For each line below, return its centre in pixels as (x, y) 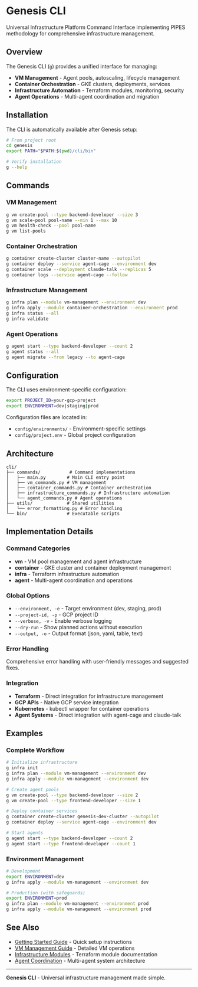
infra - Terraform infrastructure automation (67, 574)
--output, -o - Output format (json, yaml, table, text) (79, 633)
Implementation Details (50, 532)
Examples (24, 733)
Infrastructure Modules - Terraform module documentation (86, 954)
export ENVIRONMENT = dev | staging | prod (52, 406)
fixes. (13, 668)
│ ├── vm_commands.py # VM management (57, 483)
